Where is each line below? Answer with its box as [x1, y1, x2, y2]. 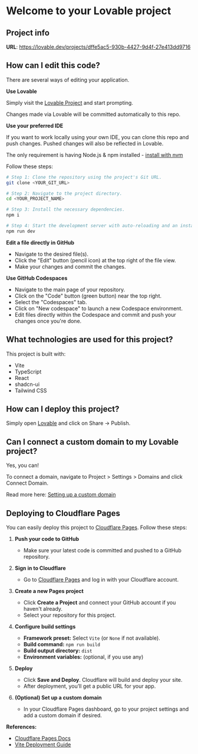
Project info [6, 28, 50, 38]
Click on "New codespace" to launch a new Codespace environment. [14, 305, 183, 312]
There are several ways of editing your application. [6, 76, 130, 83]
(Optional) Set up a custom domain [14, 694, 102, 701]
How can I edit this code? [6, 60, 100, 70]
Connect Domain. [6, 479, 49, 486]
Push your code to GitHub [14, 536, 80, 543]
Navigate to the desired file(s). [14, 250, 88, 257]
